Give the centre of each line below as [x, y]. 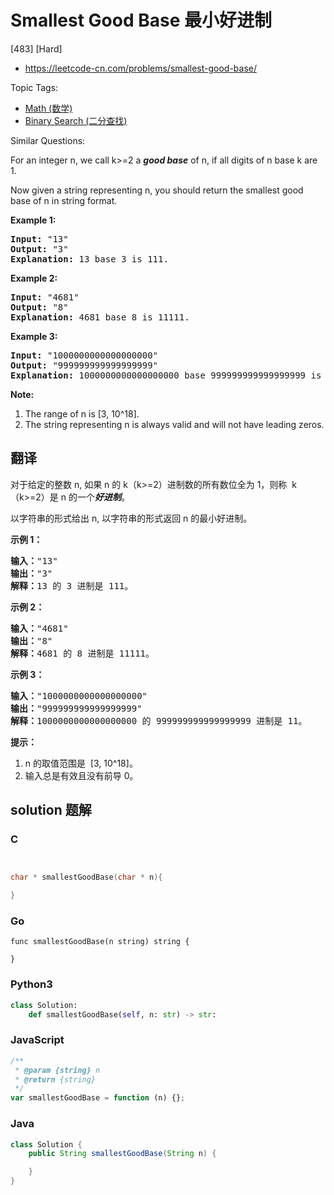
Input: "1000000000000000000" [84, 355]
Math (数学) [48, 108]
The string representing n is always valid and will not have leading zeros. [174, 424]
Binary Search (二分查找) [76, 120]
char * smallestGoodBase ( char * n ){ [86, 877]
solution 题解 [51, 810]
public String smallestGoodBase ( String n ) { [122, 1154]
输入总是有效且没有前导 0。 [81, 775]
